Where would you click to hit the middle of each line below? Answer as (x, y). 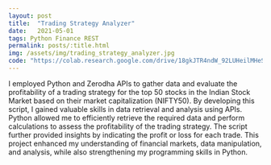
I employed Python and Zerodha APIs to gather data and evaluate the (123, 83)
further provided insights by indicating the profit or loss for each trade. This (134, 134)
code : (17, 61)
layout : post (30, 16)
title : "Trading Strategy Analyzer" (72, 23)
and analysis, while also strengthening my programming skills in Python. (128, 152)
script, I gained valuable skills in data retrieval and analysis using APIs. (125, 109)
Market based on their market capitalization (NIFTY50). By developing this (132, 101)
